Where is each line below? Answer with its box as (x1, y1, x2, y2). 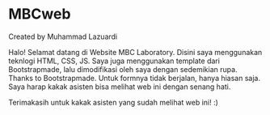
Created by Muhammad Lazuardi (8, 32, 118, 41)
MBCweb (8, 5, 71, 23)
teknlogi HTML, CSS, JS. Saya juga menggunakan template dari (8, 56, 221, 66)
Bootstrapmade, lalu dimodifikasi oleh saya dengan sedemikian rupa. (8, 64, 238, 74)
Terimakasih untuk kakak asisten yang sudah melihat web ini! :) (8, 97, 218, 107)
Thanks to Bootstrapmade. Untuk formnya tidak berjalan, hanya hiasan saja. (8, 73, 261, 83)
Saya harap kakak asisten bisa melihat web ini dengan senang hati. (8, 82, 231, 92)
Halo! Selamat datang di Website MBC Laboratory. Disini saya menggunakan (8, 47, 263, 57)
